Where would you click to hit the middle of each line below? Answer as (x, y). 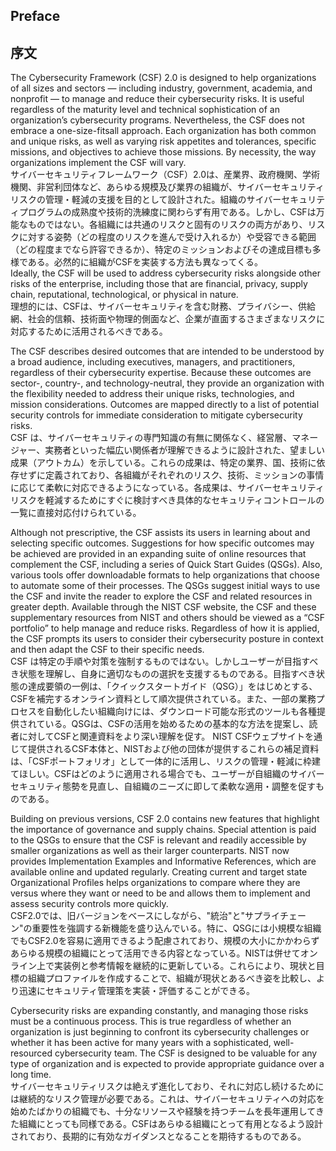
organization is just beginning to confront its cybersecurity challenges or (160, 1032)
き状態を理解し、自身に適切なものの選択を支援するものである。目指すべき (163, 674)
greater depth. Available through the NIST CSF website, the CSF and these (163, 607)
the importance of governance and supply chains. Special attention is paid (163, 830)
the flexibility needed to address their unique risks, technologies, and (152, 394)
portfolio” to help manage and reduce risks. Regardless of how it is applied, (165, 628)
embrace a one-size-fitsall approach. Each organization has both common (163, 131)
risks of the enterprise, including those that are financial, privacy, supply (159, 284)
